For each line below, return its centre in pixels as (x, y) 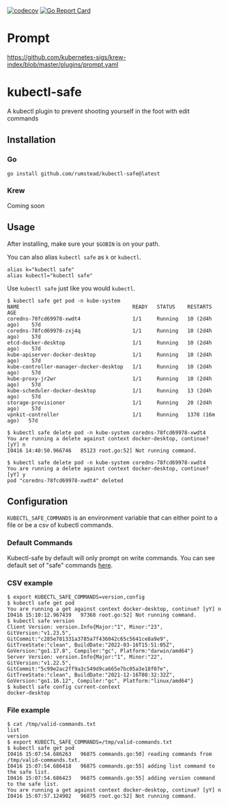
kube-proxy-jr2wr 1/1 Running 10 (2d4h (110, 379)
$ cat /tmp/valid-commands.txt (52, 725)
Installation (31, 140)
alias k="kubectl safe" (41, 269)
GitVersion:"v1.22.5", (39, 663)
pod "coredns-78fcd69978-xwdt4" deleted (66, 480)
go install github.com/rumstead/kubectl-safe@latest (84, 174)
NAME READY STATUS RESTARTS (110, 307)
